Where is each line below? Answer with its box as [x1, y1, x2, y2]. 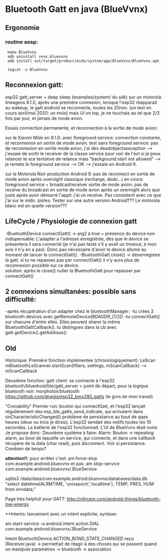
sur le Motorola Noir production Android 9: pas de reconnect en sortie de [5, 171, 156, 177]
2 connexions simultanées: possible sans [5, 287, 137, 296]
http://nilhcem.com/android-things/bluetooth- [66, 496, 161, 502]
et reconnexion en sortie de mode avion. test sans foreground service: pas [5, 140, 159, 146]
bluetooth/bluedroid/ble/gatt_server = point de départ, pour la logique [5, 383, 149, 389]
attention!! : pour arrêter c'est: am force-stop [5, 456, 98, 462]
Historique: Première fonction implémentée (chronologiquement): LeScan [5, 357, 156, 363]
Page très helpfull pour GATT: [5, 496, 66, 502]
